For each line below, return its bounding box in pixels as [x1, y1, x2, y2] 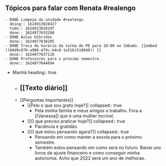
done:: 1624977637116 [9, 52, 55, 57]
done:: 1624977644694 [9, 61, 55, 66]
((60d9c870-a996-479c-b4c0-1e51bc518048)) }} [5, 47, 101, 53]
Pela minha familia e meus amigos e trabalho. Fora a [34, 107, 142, 113]
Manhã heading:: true [12, 69, 57, 75]
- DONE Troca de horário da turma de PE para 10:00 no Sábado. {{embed [5, 43, 157, 48]
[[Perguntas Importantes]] [19, 97, 74, 103]
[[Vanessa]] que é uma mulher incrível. [34, 113, 115, 119]
